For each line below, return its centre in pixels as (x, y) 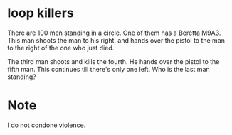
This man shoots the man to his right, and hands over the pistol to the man (116, 40)
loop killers (41, 13)
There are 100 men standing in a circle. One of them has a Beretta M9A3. (114, 33)
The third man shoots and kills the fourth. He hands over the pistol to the (114, 61)
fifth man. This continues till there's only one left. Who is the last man (109, 69)
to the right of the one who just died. (61, 48)
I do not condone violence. (47, 125)
